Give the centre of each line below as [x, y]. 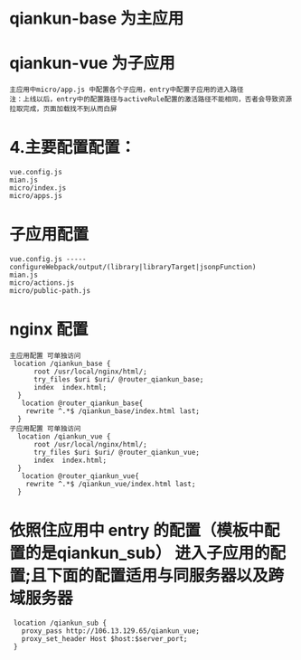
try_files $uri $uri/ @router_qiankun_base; [118, 379]
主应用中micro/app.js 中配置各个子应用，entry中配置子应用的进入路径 [127, 90]
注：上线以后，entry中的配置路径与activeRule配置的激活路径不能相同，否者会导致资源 [150, 99]
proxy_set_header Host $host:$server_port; [104, 638]
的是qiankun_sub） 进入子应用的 [148, 553]
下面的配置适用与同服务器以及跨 [165, 576]
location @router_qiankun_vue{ [80, 476]
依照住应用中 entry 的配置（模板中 [137, 531]
